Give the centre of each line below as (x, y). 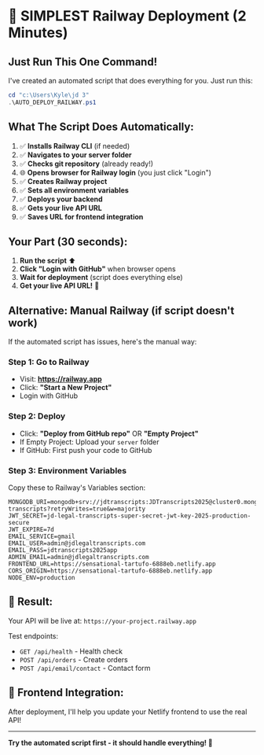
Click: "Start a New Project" (66, 388)
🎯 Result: (31, 602)
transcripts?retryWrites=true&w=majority (77, 509)
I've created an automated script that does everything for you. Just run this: (130, 81)
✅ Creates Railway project (63, 181)
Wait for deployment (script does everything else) (101, 278)
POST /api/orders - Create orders (73, 659)
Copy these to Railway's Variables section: (77, 488)
